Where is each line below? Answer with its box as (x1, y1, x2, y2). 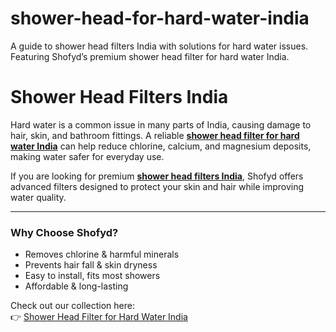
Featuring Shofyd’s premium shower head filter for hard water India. (10, 50, 290, 62)
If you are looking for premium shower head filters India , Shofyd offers (10, 170, 304, 182)
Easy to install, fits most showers (24, 270, 161, 282)
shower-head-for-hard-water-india (10, 7, 310, 30)
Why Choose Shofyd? (10, 225, 119, 239)
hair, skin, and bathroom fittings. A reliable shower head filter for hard (10, 129, 300, 141)
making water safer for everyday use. (10, 150, 165, 162)
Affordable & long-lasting (24, 280, 129, 292)
